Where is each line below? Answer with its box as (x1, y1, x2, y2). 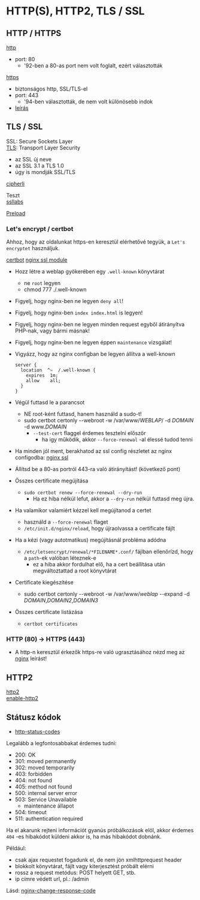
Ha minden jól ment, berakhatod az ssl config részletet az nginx (14, 448, 172, 455)
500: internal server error (14, 790, 78, 797)
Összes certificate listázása (14, 608, 83, 616)
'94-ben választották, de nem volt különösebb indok (23, 98, 153, 105)
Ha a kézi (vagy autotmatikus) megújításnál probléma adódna (14, 536, 166, 544)
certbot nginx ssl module (6, 256, 68, 263)
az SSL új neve (14, 155, 52, 163)
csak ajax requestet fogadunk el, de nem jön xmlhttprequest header (14, 856, 183, 863)
